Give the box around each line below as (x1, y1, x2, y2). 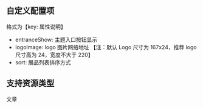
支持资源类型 (6, 78, 55, 89)
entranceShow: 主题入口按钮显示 (15, 36, 98, 43)
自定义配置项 (6, 5, 55, 16)
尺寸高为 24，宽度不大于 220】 (15, 51, 94, 58)
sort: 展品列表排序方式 (15, 58, 71, 66)
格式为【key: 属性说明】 (6, 23, 67, 30)
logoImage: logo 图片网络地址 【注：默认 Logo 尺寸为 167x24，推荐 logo (15, 43, 197, 50)
